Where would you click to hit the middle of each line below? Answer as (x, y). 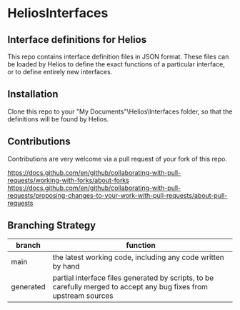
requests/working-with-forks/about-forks (69, 180)
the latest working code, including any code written (138, 257)
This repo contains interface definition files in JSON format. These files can (118, 56)
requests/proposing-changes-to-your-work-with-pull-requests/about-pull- (117, 195)
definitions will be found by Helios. (58, 119)
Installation (33, 94)
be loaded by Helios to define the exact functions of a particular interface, (116, 64)
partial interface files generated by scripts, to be (133, 278)
